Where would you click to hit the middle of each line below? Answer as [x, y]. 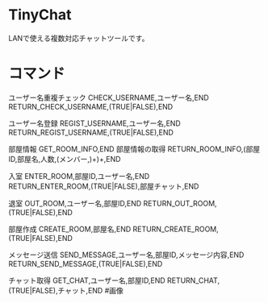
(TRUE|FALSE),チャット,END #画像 [66, 290]
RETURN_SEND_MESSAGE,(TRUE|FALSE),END [86, 264]
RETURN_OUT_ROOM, [180, 203]
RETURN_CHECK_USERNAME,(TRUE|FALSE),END [91, 106]
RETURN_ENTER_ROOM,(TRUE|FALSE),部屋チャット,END [104, 186]
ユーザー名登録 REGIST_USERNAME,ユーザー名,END [95, 123]
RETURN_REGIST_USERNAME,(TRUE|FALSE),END [91, 132]
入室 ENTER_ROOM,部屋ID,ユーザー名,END [79, 176]
